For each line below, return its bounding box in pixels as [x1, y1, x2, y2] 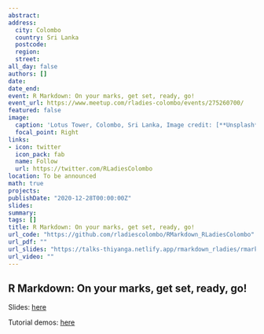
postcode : [15, 41, 47, 49]
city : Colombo [15, 26, 61, 34]
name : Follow [15, 158, 58, 166]
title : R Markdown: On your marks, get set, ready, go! [8, 223, 195, 232]
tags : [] [8, 216, 37, 224]
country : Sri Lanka [15, 33, 79, 42]
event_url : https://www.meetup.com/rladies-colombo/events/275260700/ [8, 99, 244, 107]
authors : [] [8, 70, 47, 78]
